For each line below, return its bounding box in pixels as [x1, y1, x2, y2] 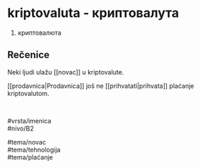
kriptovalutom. [7, 89, 50, 97]
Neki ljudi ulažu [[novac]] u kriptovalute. [7, 67, 124, 76]
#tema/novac [7, 138, 46, 146]
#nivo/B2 [7, 124, 34, 133]
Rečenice [7, 49, 50, 61]
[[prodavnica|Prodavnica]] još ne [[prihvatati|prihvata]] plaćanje [7, 82, 195, 90]
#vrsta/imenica [7, 116, 52, 125]
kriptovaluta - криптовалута [7, 5, 180, 21]
